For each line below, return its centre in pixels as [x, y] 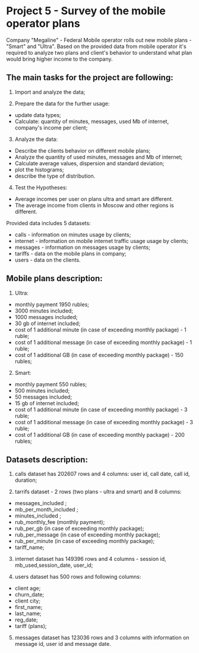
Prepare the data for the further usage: [62, 103]
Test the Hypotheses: [41, 187]
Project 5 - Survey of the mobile [86, 11]
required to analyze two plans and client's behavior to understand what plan [99, 52]
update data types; [38, 115]
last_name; [28, 614]
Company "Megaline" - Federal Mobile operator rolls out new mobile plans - [99, 40]
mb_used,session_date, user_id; [54, 565]
